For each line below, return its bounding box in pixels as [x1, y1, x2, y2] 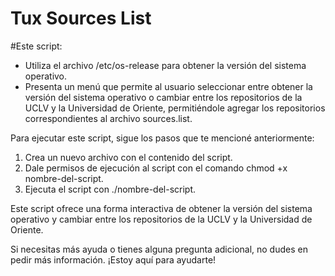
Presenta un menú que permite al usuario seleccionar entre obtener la [24, 80, 313, 92]
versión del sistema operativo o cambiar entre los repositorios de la [24, 91, 303, 103]
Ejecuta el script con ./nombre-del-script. [24, 183, 197, 195]
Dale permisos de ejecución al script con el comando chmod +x [24, 162, 288, 174]
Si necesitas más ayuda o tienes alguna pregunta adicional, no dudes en [10, 243, 308, 255]
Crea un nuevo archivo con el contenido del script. [24, 151, 233, 163]
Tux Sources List [10, 7, 152, 30]
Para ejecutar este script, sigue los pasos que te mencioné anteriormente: [10, 132, 315, 144]
